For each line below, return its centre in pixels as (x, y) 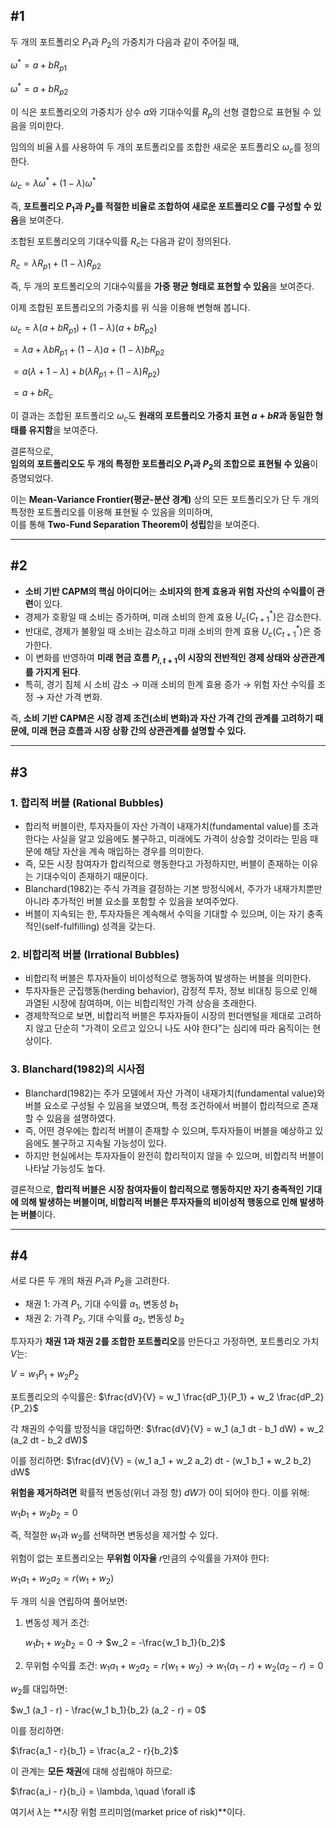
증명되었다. (32, 478)
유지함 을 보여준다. (63, 430)
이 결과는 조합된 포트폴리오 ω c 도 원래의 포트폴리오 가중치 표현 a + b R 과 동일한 (162, 417)
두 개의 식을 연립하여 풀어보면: (69, 1601)
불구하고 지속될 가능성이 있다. (109, 1143)
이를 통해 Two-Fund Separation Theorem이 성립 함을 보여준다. (135, 524)
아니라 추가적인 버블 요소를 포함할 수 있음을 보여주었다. (131, 901)
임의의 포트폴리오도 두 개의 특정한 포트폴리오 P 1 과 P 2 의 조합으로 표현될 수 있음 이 (164, 464)
